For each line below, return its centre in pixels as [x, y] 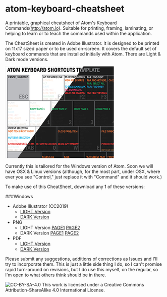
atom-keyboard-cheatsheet [65, 9]
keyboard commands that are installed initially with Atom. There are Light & [83, 54]
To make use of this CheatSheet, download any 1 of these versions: [75, 187]
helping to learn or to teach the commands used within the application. [79, 33]
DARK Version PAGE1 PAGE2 [49, 233]
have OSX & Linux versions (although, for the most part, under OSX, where [83, 171]
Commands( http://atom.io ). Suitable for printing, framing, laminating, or [79, 28]
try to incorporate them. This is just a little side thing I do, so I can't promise [84, 264]
